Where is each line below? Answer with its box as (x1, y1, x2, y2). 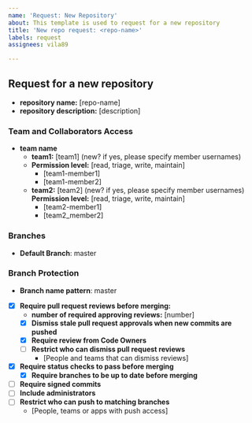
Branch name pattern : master (19, 285, 117, 295)
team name (19, 143, 57, 154)
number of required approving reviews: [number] (31, 310, 195, 319)
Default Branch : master (19, 248, 97, 258)
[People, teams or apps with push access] (31, 406, 169, 416)
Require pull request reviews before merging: (19, 301, 172, 310)
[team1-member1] (43, 169, 101, 178)
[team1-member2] (43, 177, 102, 187)
